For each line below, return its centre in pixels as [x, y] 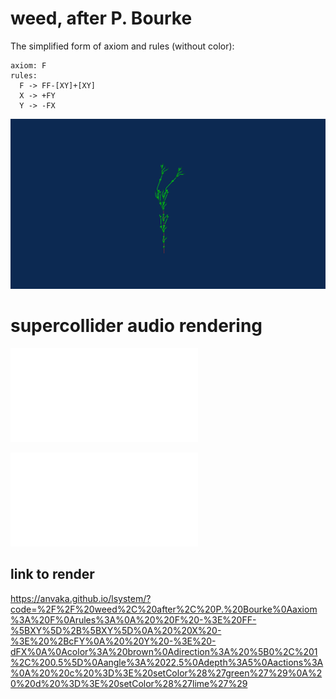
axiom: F [28, 65]
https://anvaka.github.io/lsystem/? [81, 598]
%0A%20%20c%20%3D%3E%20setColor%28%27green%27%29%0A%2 [166, 673]
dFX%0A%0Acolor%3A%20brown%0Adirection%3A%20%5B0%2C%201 [164, 651]
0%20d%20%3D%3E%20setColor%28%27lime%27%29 [129, 683]
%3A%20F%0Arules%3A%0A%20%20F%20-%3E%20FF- [133, 619]
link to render [52, 574]
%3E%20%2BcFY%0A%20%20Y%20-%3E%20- [113, 641]
